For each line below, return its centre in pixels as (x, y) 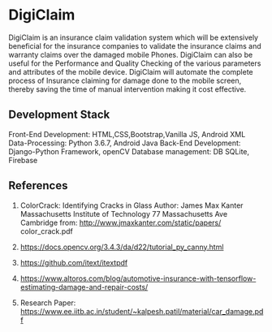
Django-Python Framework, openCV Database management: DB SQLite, (129, 151)
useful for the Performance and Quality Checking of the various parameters (135, 63)
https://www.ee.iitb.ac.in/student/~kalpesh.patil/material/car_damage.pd (142, 311)
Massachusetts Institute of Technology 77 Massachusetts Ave (124, 213)
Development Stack (59, 115)
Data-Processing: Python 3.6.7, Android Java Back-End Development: (125, 143)
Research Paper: (48, 303)
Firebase (23, 160)
